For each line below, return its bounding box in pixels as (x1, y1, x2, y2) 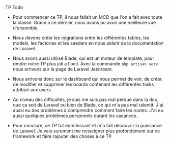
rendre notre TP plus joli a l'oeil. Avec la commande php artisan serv (12, 61, 158, 66)
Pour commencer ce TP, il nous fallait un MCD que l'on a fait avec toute (12, 14, 163, 20)
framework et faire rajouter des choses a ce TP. (12, 133, 113, 139)
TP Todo (5, 5, 23, 10)
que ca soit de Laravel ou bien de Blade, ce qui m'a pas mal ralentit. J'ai (12, 102, 164, 108)
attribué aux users (12, 87, 51, 93)
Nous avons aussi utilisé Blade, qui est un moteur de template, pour (12, 55, 154, 61)
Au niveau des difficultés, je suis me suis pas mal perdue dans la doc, (12, 96, 159, 102)
